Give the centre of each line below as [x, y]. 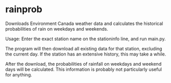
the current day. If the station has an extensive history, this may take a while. [86, 54]
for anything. [19, 74]
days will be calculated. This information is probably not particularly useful [84, 69]
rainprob [24, 9]
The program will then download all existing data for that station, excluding [84, 48]
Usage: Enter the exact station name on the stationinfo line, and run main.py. [86, 39]
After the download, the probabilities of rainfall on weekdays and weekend [83, 64]
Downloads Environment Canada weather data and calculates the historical [84, 23]
